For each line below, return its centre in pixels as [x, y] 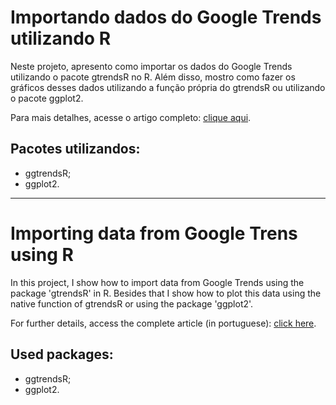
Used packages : [62, 354]
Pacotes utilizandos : [75, 149]
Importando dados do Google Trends [166, 17]
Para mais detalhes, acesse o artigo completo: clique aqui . [131, 117]
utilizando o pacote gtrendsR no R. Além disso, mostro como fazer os [153, 77]
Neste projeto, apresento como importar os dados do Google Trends [151, 66]
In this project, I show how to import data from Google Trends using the [157, 282]
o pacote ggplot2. [47, 98]
